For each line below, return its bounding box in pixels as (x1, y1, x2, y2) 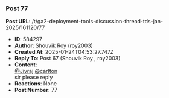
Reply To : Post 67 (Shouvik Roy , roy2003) (14, 55, 121, 62)
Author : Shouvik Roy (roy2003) (14, 42, 93, 49)
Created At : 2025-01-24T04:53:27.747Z (14, 48, 114, 56)
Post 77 (5, 4, 28, 13)
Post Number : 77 (14, 87, 58, 94)
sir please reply (14, 73, 53, 81)
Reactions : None (14, 80, 57, 87)
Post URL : (5, 18, 31, 25)
